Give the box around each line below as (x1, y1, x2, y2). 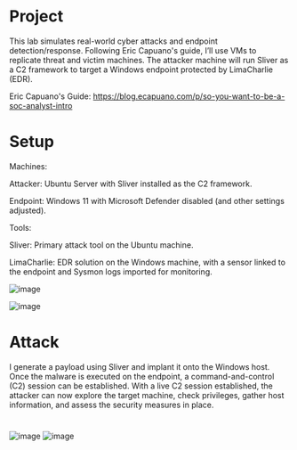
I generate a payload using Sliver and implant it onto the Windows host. (9, 361, 270, 372)
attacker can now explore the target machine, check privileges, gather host (9, 389, 285, 400)
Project (9, 6, 64, 27)
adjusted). (9, 205, 46, 216)
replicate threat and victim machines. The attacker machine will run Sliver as (9, 54, 289, 65)
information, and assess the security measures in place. (9, 399, 214, 410)
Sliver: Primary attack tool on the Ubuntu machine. (9, 239, 194, 250)
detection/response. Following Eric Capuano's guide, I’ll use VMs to (9, 45, 257, 55)
